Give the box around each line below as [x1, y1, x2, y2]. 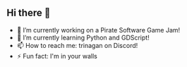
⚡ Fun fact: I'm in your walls [16, 51, 98, 60]
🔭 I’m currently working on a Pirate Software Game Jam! [16, 25, 181, 34]
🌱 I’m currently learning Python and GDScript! [16, 33, 150, 42]
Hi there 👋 [6, 7, 51, 19]
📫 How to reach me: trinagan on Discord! [16, 41, 138, 49]
